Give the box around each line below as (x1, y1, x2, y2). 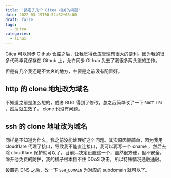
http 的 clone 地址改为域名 (5, 85, 89, 93)
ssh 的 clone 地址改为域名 (5, 122, 88, 131)
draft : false (5, 17, 33, 22)
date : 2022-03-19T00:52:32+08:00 (5, 12, 77, 17)
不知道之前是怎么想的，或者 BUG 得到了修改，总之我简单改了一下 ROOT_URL (5, 99, 163, 105)
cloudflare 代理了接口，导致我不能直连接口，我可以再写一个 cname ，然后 (5, 143, 162, 149)
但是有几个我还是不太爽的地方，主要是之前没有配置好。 (5, 68, 122, 74)
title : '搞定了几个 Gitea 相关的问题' (5, 7, 81, 13)
